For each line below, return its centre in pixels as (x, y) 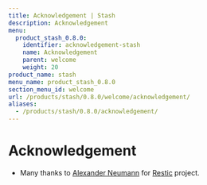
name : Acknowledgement (60, 52)
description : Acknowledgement (59, 23)
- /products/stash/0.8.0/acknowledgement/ (87, 112)
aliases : (23, 104)
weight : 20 (41, 67)
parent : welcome (50, 60)
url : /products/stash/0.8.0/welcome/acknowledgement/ (100, 97)
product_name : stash (43, 75)
